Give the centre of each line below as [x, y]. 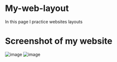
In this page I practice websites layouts [44, 22]
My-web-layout [37, 8]
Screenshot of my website [59, 41]
